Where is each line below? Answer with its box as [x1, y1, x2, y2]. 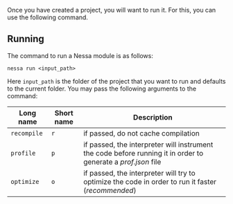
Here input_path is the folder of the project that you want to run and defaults [7, 77, 226, 85]
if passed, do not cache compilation [83, 128, 200, 138]
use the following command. [7, 13, 89, 21]
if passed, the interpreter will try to [83, 168, 196, 178]
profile [10, 149, 36, 157]
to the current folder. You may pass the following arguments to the [7, 84, 196, 93]
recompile [10, 129, 43, 137]
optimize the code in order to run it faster [83, 176, 217, 186]
